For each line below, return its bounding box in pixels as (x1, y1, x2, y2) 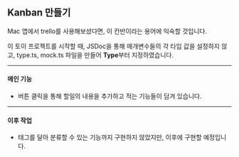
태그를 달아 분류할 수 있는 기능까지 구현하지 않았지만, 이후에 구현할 (17, 133, 202, 141)
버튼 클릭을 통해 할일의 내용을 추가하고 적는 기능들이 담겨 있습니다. (17, 92, 202, 100)
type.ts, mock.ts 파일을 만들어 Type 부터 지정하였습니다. (16, 50, 174, 59)
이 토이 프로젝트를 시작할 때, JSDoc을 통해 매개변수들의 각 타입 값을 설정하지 (7, 42, 221, 50)
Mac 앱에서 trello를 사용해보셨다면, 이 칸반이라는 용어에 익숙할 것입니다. (7, 27, 208, 35)
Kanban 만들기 (7, 6, 71, 19)
